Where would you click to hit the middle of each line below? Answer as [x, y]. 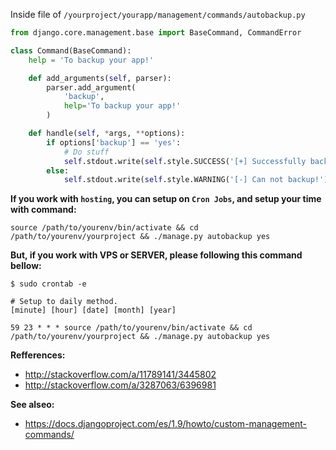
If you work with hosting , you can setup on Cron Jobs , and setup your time [166, 199]
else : [58, 170]
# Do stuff [86, 152]
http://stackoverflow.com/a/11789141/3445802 [120, 375]
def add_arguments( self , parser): [100, 78]
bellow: [26, 266]
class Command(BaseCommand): [71, 50]
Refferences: [38, 355]
